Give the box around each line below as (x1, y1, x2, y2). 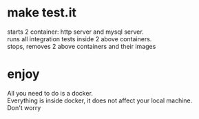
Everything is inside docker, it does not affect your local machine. (7, 96, 193, 105)
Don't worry (7, 103, 41, 111)
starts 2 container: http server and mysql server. (7, 28, 144, 36)
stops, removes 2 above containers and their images (7, 42, 156, 50)
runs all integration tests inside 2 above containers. (7, 34, 152, 43)
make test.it (7, 5, 77, 21)
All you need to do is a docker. (7, 89, 93, 97)
